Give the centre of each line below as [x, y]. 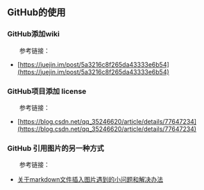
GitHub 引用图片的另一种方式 [56, 148]
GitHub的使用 [36, 13]
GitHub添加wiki [34, 34]
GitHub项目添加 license [47, 91]
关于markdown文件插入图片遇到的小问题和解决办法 [90, 180]
